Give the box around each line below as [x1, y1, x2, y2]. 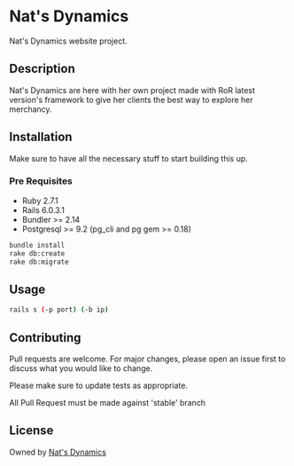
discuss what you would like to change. [9, 362, 153, 374]
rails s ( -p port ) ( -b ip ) [9, 305, 109, 314]
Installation [9, 130, 73, 145]
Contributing [9, 330, 81, 345]
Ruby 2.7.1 [21, 195, 59, 206]
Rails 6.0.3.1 [21, 204, 65, 215]
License [9, 423, 54, 438]
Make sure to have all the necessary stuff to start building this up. [9, 153, 248, 163]
